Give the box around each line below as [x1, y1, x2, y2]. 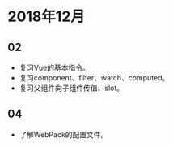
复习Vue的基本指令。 [19, 63, 90, 72]
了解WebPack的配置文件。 [19, 129, 108, 139]
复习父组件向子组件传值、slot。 [19, 83, 124, 93]
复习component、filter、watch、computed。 [19, 73, 170, 82]
